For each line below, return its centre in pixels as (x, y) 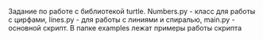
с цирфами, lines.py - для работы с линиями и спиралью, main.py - (122, 20)
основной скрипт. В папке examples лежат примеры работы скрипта (125, 28)
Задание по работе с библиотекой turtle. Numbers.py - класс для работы (132, 11)
